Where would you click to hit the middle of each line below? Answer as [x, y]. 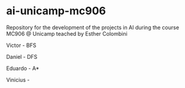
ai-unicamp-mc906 [56, 11]
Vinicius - [18, 80]
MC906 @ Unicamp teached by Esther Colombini [67, 33]
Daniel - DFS [22, 56]
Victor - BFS [21, 45]
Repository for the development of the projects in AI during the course [93, 27]
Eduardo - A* [23, 68]
